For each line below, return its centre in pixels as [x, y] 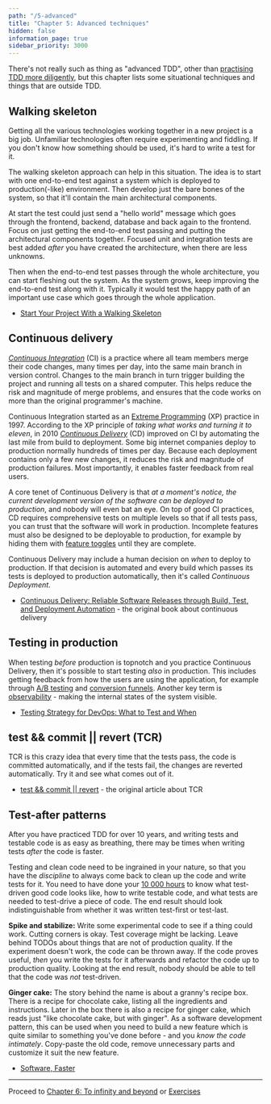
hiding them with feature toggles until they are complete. [102, 543]
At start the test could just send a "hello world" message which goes [122, 213]
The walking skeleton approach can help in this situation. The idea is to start [135, 172]
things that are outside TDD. [55, 86]
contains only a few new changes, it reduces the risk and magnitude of [126, 459]
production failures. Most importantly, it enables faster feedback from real [131, 468]
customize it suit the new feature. [64, 1052]
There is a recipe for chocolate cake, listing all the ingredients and [118, 1002]
